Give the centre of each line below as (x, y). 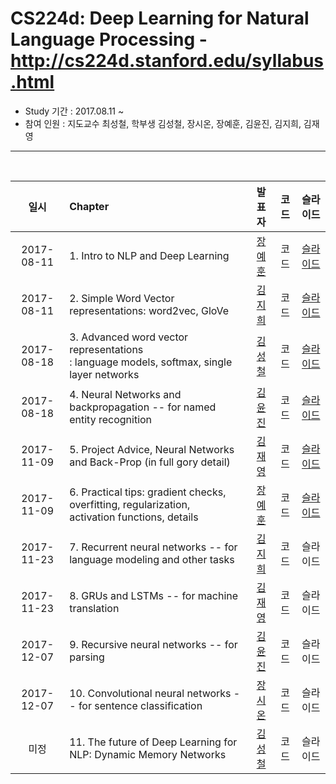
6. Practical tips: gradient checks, (148, 492)
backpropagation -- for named (143, 407)
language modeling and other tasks (152, 559)
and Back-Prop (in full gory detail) (150, 462)
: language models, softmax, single (151, 362)
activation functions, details (134, 517)
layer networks (104, 374)
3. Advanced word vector (129, 337)
